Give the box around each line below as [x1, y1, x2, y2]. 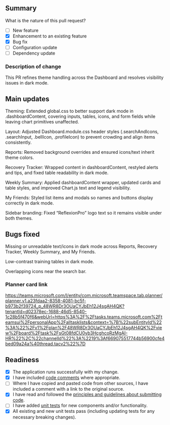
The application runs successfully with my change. [12, 369, 119, 375]
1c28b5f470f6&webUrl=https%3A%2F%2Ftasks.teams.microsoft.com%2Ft [5, 314, 163, 320]
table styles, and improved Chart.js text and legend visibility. [5, 185, 131, 191]
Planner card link [5, 281, 48, 288]
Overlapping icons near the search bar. [5, 268, 87, 275]
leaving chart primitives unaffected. [5, 119, 79, 125]
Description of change [5, 63, 62, 70]
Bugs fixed [5, 230, 40, 238]
